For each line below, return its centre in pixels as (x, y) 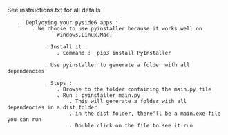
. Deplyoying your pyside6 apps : (69, 23)
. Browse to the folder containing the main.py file (134, 89)
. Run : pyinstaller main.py (98, 96)
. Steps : (58, 83)
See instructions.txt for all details (54, 10)
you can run (24, 120)
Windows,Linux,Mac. (84, 35)
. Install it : (66, 47)
